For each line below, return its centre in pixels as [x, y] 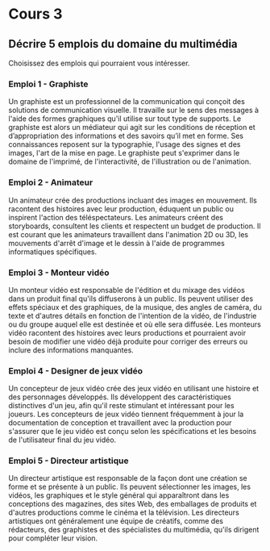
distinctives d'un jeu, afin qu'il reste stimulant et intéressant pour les [122, 406]
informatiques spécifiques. [53, 252]
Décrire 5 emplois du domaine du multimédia [123, 44]
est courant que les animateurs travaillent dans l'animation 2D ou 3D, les [128, 234]
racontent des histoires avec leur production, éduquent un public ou [121, 209]
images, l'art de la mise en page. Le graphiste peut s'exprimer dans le [124, 153]
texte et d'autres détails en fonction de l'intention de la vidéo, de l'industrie [133, 315]
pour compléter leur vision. [53, 538]
